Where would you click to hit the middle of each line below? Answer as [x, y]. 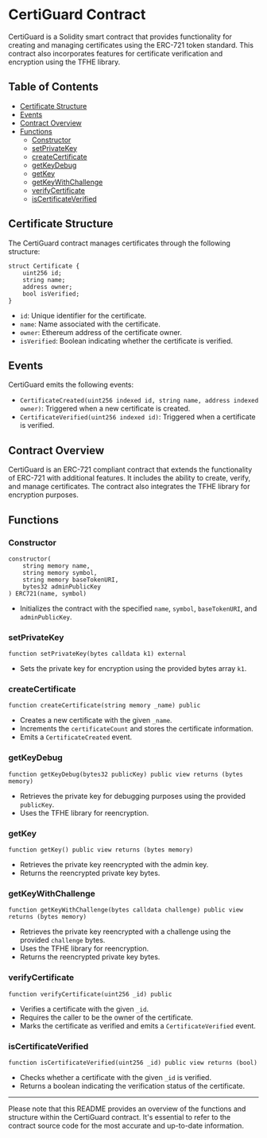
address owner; [48, 287]
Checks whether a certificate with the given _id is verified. [116, 1077]
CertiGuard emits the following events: [71, 385]
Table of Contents [54, 87]
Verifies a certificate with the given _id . [84, 1009]
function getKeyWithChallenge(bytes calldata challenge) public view [126, 910]
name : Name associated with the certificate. [90, 324]
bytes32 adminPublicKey [62, 586]
